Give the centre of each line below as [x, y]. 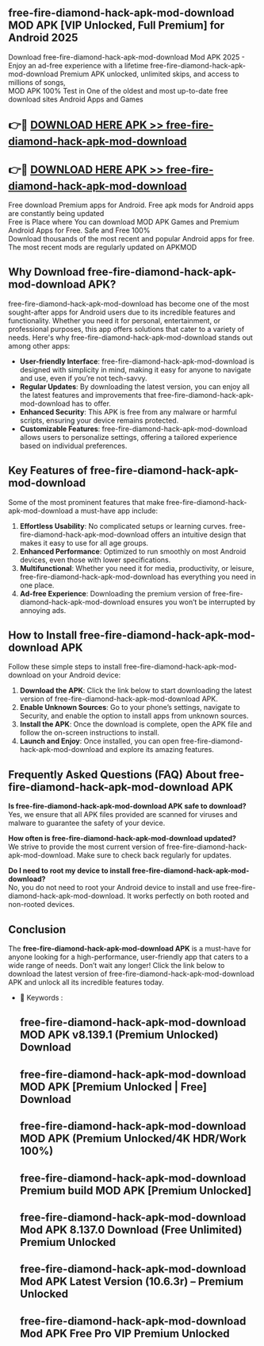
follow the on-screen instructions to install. [90, 733]
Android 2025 [43, 38]
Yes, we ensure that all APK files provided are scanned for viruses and [123, 815]
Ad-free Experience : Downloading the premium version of [115, 593]
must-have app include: [119, 511]
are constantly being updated [56, 214]
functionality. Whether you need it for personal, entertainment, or [115, 320]
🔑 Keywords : [41, 998]
